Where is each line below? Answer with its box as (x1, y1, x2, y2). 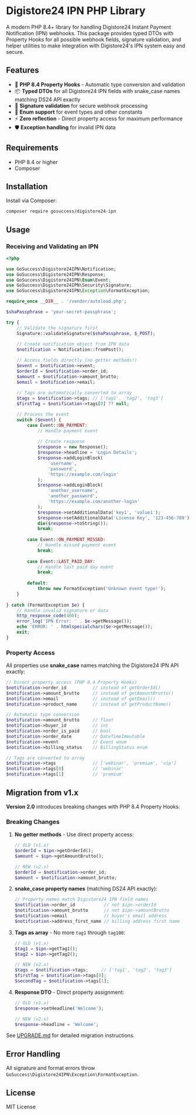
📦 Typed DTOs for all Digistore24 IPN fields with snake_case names (14, 87, 180, 94)
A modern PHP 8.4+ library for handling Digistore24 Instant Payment (6, 23, 171, 30)
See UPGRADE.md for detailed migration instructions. (6, 1032, 135, 1039)
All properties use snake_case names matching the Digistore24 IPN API (6, 662, 179, 669)
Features (6, 66, 39, 76)
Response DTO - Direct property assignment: (14, 989, 125, 996)
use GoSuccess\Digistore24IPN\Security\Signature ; (6, 282, 132, 288)
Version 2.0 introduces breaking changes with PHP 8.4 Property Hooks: (6, 803, 180, 810)
